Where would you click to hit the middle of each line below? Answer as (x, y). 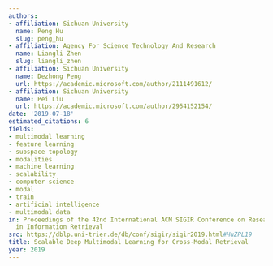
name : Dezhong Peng (49, 76)
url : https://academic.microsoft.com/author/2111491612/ (114, 84)
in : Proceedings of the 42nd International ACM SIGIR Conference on (127, 220)
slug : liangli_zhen (49, 62)
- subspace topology (43, 152)
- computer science (41, 182)
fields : (22, 129)
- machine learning (41, 167)
